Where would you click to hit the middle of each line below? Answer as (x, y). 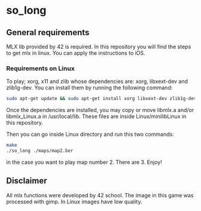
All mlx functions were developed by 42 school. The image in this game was (100, 195)
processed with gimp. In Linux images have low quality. (74, 201)
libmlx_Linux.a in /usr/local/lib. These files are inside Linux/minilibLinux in (96, 116)
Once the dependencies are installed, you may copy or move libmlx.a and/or (100, 110)
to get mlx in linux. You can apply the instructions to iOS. (76, 53)
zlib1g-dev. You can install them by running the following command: (89, 88)
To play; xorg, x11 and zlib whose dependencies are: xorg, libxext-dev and (97, 82)
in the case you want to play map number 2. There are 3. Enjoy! (84, 162)
